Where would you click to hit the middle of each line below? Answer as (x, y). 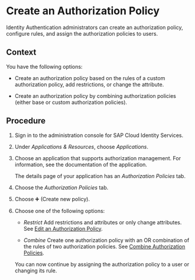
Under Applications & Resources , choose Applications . (82, 147)
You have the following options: (44, 66)
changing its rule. (36, 271)
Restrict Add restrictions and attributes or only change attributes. (103, 222)
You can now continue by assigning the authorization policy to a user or (102, 264)
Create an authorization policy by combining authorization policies (95, 96)
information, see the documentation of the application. (81, 164)
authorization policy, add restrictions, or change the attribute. (89, 84)
